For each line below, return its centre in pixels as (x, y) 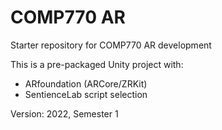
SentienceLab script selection (86, 94)
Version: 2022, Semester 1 (64, 113)
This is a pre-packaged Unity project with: (97, 64)
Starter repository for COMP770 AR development (111, 45)
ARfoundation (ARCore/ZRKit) (86, 83)
